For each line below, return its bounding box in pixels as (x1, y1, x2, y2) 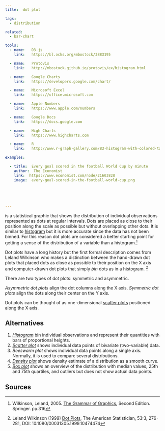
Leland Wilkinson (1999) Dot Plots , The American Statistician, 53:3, (12, 415, 148, 421)
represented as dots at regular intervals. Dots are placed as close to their (5, 218, 153, 224)
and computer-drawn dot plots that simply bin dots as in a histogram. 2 (5, 265, 148, 272)
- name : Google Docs (9, 115, 56, 119)
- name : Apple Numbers (9, 101, 60, 106)
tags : (5, 16, 16, 21)
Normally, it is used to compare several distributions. (12, 353, 119, 359)
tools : (5, 43, 19, 48)
